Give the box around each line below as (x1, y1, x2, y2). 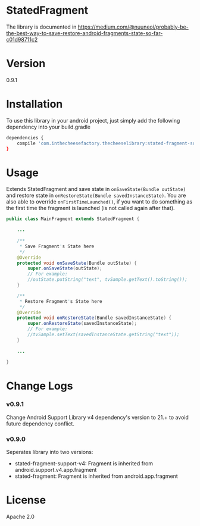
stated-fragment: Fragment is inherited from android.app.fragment (14, 472, 179, 480)
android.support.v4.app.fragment (14, 466, 97, 474)
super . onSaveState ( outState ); (27, 265, 102, 271)
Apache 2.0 (6, 513, 35, 521)
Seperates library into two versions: (6, 449, 93, 456)
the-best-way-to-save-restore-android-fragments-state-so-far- (6, 29, 163, 36)
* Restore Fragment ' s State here (19, 298, 102, 304)
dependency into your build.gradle (6, 123, 91, 130)
